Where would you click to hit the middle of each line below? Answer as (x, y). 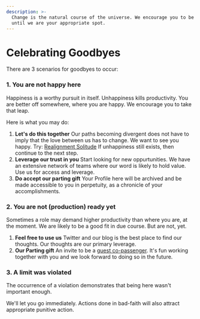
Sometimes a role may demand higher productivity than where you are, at (97, 219)
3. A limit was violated (39, 272)
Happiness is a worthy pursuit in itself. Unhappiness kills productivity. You (97, 98)
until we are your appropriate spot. (59, 23)
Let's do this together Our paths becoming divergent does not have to (102, 134)
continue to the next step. (46, 153)
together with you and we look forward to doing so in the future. (94, 257)
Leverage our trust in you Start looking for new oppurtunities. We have (102, 159)
